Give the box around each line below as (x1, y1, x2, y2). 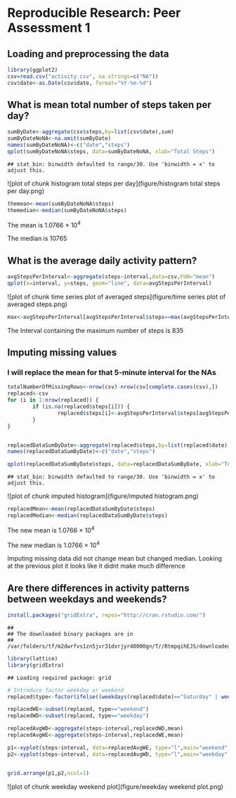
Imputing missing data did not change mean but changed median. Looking (7, 554, 223, 563)
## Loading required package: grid (7, 674, 112, 681)
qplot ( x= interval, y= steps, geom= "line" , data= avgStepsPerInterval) (7, 280, 212, 287)
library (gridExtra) (7, 662, 65, 669)
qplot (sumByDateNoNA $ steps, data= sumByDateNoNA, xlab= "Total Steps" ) (7, 148, 216, 155)
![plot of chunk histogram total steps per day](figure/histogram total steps (7, 179, 221, 188)
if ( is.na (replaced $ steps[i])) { (32, 403, 131, 410)
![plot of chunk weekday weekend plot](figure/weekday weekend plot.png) (7, 782, 223, 791)
